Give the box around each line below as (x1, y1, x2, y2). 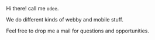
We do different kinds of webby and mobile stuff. (6, 16, 124, 23)
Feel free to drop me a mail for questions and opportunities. (6, 27, 150, 34)
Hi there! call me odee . (6, 5, 59, 12)
